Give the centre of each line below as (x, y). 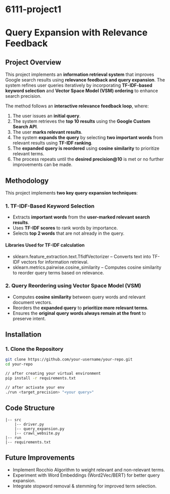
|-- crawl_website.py (37, 433)
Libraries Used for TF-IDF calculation (45, 245)
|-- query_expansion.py (40, 429)
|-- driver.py (29, 424)
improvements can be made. (42, 164)
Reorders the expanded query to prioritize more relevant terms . (80, 308)
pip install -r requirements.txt (41, 378)
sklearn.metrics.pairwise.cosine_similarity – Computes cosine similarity (87, 267)
